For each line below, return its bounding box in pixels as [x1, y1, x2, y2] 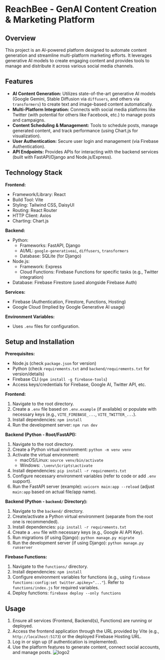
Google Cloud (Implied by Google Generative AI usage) [12, 304, 125, 310]
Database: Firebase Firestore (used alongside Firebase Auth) [12, 279, 137, 285]
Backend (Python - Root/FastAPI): [5, 432, 77, 438]
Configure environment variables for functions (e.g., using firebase [12, 574, 151, 580]
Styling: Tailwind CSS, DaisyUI [12, 202, 75, 208]
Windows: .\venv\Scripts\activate [19, 462, 93, 468]
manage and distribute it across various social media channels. [5, 63, 134, 69]
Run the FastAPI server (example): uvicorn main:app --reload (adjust [12, 484, 155, 490]
